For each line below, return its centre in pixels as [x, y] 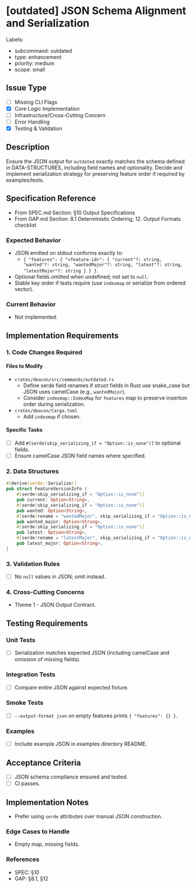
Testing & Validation [38, 128]
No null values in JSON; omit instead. [60, 577]
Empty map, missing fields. [47, 844]
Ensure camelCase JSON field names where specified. [80, 456]
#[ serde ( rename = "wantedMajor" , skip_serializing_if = [86, 516]
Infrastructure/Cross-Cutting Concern [60, 115]
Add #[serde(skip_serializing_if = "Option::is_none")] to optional [97, 443]
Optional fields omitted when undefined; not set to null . [81, 276]
